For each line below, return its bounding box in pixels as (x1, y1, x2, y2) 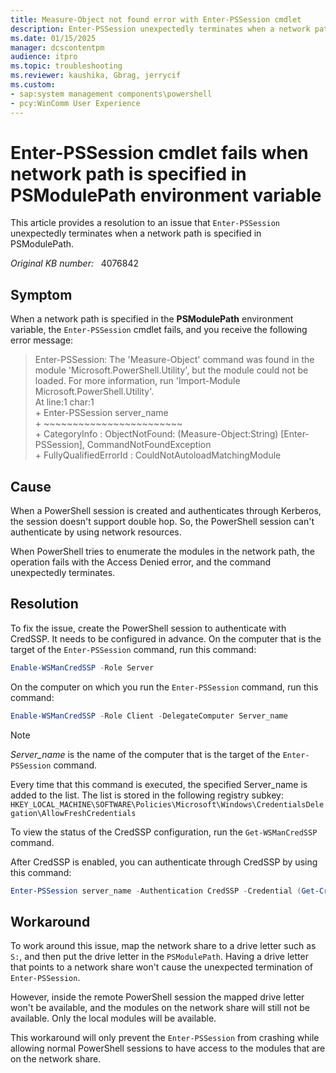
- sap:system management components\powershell (10, 89, 213, 99)
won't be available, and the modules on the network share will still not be (10, 1002, 311, 1014)
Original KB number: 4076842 (10, 257, 140, 270)
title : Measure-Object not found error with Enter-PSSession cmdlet (10, 14, 302, 25)
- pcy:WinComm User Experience (10, 98, 141, 108)
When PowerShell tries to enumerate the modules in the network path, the (10, 546, 315, 558)
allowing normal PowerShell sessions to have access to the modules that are (10, 1042, 326, 1055)
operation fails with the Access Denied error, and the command (10, 556, 272, 568)
